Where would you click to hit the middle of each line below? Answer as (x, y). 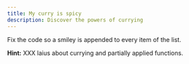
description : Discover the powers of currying (75, 20)
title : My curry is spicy (44, 13)
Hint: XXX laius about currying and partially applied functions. (95, 53)
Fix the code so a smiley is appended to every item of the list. (94, 39)
